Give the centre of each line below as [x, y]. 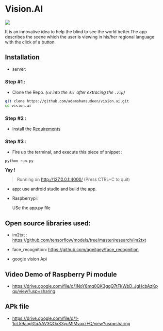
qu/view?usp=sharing [34, 292]
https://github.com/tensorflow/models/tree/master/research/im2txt [79, 240]
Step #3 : [16, 141]
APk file [17, 306]
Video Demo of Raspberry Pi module [61, 274]
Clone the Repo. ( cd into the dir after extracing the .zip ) [68, 92]
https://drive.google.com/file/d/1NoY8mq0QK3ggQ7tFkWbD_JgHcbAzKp [85, 286]
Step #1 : [15, 81]
